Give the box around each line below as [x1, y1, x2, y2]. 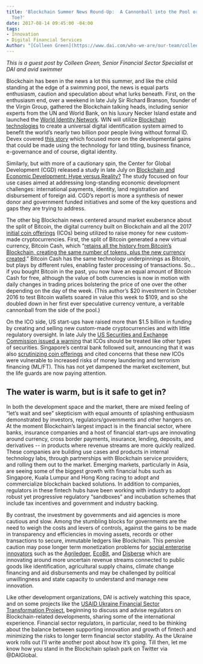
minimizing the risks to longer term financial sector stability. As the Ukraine [6, 632, 193, 639]
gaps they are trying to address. [6, 204, 86, 212]
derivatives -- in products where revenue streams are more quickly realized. [6, 441, 196, 449]
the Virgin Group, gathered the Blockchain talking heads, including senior [6, 103, 188, 110]
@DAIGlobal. [6, 651, 38, 659]
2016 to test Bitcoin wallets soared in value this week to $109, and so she [6, 293, 188, 301]
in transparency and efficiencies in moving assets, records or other [6, 530, 173, 538]
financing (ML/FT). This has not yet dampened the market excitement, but [6, 363, 190, 370]
